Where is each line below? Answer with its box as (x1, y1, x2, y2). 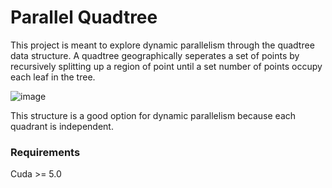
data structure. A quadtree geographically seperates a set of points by (10, 49, 300, 61)
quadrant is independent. (10, 120, 114, 132)
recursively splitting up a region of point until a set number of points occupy (10, 60, 323, 72)
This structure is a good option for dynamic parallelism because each (10, 109, 297, 121)
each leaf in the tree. (10, 71, 96, 83)
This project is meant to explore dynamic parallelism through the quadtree (10, 39, 315, 51)
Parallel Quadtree (10, 6, 158, 29)
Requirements (10, 145, 81, 159)
